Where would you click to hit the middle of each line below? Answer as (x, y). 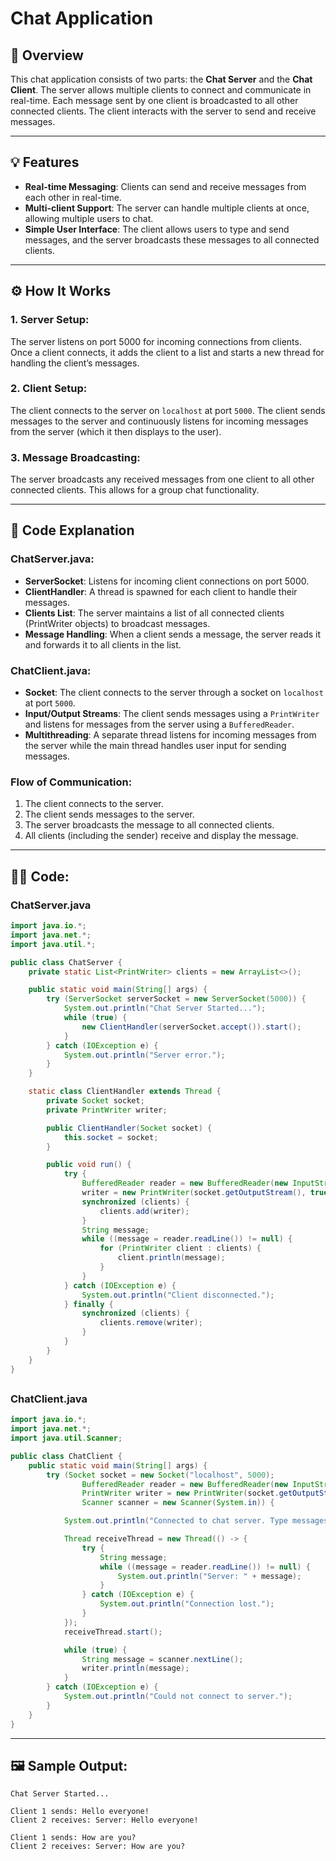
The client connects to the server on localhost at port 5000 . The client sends (168, 410)
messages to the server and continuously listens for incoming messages (159, 421)
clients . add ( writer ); (144, 1211)
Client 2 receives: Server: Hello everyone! (104, 1820)
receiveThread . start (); (113, 1632)
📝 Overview (47, 55)
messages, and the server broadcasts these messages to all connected (172, 239)
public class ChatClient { (66, 1456)
